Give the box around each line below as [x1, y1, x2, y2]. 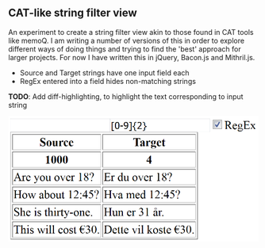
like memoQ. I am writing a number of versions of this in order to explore [8, 36, 244, 45]
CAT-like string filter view [8, 6, 137, 20]
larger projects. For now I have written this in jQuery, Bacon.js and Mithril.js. [8, 52, 255, 62]
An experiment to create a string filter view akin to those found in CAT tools [8, 27, 254, 36]
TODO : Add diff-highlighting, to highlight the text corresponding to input [8, 91, 244, 101]
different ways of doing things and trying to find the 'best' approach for [8, 44, 241, 54]
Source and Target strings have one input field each [19, 67, 190, 78]
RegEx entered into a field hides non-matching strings [19, 76, 197, 86]
